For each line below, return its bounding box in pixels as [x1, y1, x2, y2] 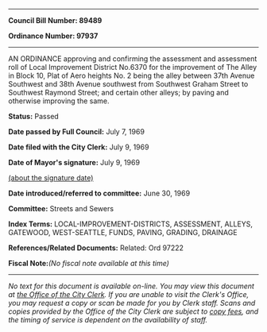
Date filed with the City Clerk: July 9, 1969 [8, 142, 149, 152]
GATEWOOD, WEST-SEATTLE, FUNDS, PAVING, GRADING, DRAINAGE [8, 228, 238, 237]
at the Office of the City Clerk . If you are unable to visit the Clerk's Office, [8, 290, 250, 299]
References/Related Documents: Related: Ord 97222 [8, 243, 184, 253]
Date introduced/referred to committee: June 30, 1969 [8, 188, 191, 198]
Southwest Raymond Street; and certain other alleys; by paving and [8, 88, 229, 97]
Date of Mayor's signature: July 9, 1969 [8, 158, 141, 167]
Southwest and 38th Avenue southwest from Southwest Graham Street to [8, 79, 249, 88]
